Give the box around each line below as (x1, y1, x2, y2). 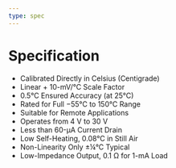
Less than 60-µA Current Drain (19, 124, 123, 134)
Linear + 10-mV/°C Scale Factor (19, 82, 125, 91)
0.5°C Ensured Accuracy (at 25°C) (19, 90, 134, 100)
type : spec (8, 11, 45, 20)
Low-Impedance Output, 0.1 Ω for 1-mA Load (19, 150, 169, 160)
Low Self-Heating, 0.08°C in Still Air (19, 133, 138, 143)
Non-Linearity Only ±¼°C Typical (19, 142, 130, 152)
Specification (8, 46, 100, 65)
